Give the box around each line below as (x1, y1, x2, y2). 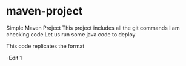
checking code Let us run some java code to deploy (6, 30, 136, 38)
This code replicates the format (6, 42, 85, 50)
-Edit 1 (6, 54, 22, 61)
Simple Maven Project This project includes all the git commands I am (6, 24, 180, 31)
